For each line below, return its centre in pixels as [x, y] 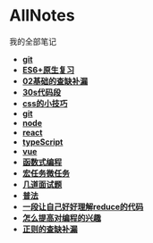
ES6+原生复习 [48, 70]
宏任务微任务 [46, 173]
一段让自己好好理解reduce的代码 [83, 206]
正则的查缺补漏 [50, 229]
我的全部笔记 [33, 41]
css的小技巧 [45, 103]
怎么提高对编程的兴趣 [61, 218]
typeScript [42, 142]
